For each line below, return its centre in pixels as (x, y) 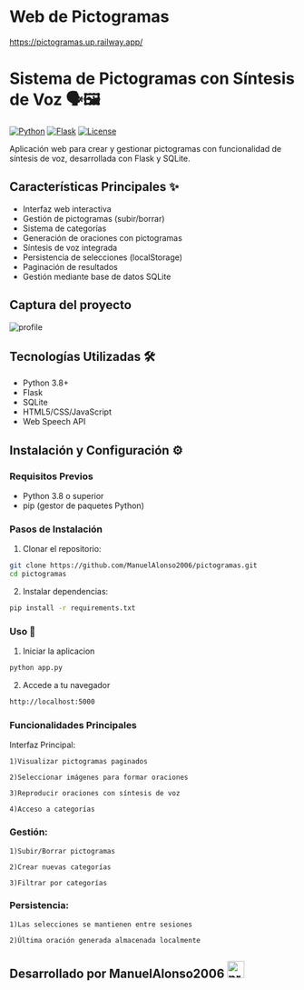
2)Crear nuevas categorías (60, 867)
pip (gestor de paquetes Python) (83, 505)
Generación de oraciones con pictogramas (103, 237)
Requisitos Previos (51, 476)
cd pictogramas (38, 575)
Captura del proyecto (70, 305)
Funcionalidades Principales (74, 725)
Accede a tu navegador (66, 685)
